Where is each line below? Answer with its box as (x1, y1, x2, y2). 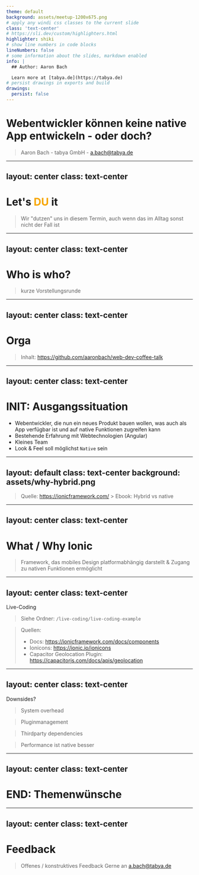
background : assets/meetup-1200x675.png (6, 14, 108, 20)
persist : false (11, 91, 49, 97)
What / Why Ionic (6, 539, 93, 552)
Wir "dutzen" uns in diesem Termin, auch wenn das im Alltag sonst (20, 215, 184, 222)
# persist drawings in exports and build (6, 80, 110, 86)
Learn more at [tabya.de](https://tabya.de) (11, 75, 123, 81)
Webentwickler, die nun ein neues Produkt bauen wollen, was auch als (14, 419, 187, 427)
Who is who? (6, 268, 71, 281)
